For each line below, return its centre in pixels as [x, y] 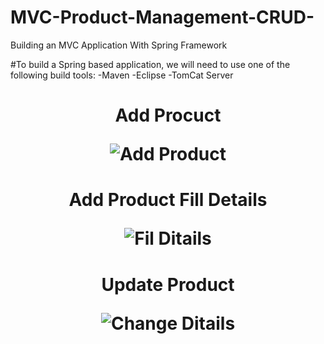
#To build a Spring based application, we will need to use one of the [150, 64]
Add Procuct [168, 115]
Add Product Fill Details [168, 200]
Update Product [168, 284]
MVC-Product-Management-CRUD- [162, 17]
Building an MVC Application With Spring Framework [119, 45]
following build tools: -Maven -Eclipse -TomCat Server [122, 75]
